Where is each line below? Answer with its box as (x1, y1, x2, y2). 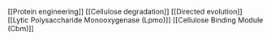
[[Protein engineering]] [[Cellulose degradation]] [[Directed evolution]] (7, 7, 243, 16)
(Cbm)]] (7, 24, 34, 33)
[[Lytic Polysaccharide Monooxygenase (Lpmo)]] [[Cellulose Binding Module (7, 15, 264, 25)
